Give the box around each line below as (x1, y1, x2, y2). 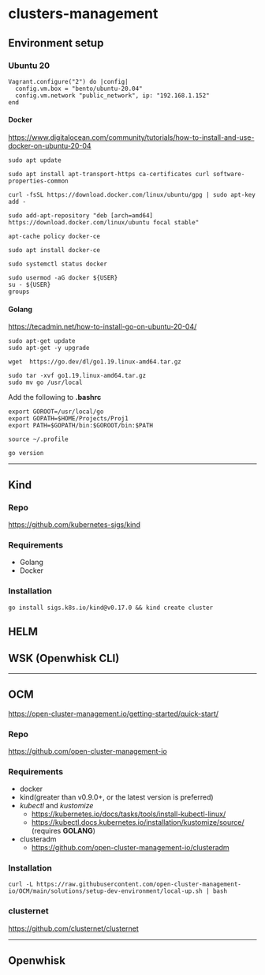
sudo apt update (8, 156, 62, 164)
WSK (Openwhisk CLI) (8, 652, 120, 665)
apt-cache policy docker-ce (8, 232, 101, 241)
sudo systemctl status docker (8, 260, 108, 269)
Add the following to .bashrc (8, 393, 102, 402)
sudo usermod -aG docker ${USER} (8, 274, 118, 282)
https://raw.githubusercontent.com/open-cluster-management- (36, 880, 242, 889)
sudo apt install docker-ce (8, 247, 101, 254)
